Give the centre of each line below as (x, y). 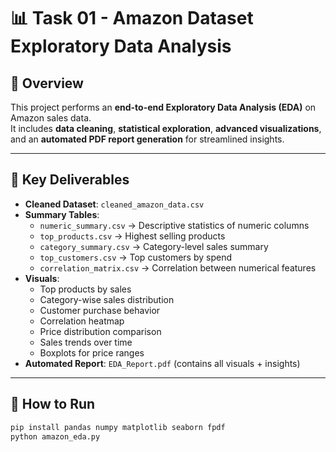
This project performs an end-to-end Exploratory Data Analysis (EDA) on (163, 107)
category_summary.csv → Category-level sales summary (154, 246)
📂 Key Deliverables (70, 180)
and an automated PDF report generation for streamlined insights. (147, 139)
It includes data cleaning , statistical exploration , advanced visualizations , (166, 128)
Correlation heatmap (82, 321)
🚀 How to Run (53, 404)
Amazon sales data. (51, 118)
